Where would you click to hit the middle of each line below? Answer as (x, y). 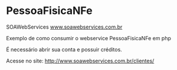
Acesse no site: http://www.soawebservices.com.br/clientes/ (80, 61)
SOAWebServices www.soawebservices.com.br (64, 27)
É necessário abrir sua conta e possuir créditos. (64, 49)
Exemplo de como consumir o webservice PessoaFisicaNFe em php (88, 38)
